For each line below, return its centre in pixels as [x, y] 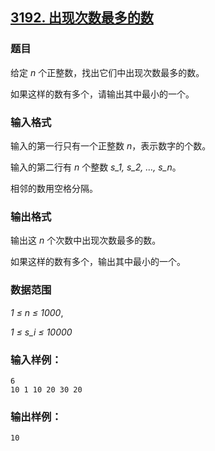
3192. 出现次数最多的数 [82, 18]
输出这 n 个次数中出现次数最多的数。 [86, 240]
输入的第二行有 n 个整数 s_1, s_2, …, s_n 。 [96, 167]
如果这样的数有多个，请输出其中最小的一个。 [102, 94]
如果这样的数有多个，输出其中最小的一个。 [98, 262]
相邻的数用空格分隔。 [54, 188]
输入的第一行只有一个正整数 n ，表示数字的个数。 [111, 145]
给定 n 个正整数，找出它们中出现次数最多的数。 [107, 72]
